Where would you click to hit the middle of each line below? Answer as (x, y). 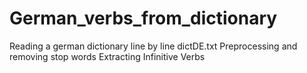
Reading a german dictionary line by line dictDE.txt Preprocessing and (153, 46)
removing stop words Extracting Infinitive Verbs (107, 56)
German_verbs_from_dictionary (143, 18)
